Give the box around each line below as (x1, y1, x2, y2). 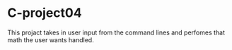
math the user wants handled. (7, 35, 94, 44)
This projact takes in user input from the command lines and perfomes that (7, 28, 225, 37)
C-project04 (7, 5, 83, 21)
